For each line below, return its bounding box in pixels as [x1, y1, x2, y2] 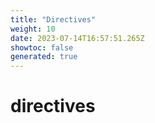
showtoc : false [10, 42, 74, 53]
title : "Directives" [10, 14, 97, 25]
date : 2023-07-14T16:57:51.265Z [10, 33, 145, 43]
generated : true [10, 52, 78, 62]
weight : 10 [10, 24, 56, 34]
